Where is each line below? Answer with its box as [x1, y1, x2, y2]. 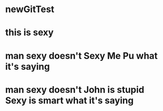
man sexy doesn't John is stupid [5, 84, 144, 95]
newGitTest [5, 4, 55, 15]
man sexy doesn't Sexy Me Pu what [5, 50, 158, 61]
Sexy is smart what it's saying [5, 95, 134, 106]
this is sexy [5, 27, 54, 39]
